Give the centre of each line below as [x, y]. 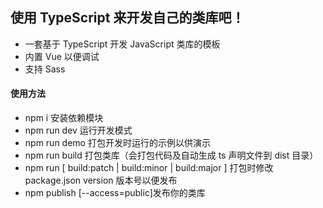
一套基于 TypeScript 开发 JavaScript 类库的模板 [122, 44]
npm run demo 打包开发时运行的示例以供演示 [117, 143]
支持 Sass [45, 69]
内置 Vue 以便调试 [62, 56]
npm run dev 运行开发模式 [78, 130]
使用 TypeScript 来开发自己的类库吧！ [127, 18]
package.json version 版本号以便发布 [101, 180]
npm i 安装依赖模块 [64, 118]
